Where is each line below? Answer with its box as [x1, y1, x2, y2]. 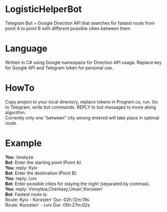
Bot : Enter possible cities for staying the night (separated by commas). [5, 180, 151, 186]
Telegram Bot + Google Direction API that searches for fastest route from [5, 20, 155, 26]
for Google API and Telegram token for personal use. [5, 64, 114, 70]
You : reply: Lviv [5, 175, 37, 181]
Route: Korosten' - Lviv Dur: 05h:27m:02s [5, 201, 90, 208]
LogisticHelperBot [5, 3, 82, 15]
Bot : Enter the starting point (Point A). [5, 159, 83, 165]
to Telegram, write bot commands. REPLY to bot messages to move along [5, 104, 156, 110]
